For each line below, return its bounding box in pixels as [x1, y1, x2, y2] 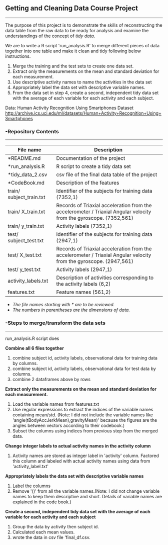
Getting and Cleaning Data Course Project [5, 4, 138, 13]
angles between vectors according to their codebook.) [12, 422, 125, 429]
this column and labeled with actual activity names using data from [12, 458, 150, 464]
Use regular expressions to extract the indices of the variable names [12, 407, 153, 413]
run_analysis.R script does [5, 335, 59, 341]
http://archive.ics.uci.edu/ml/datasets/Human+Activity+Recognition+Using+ [5, 110, 161, 116]
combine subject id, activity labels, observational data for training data [12, 355, 157, 361]
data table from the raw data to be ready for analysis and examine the [5, 27, 149, 33]
